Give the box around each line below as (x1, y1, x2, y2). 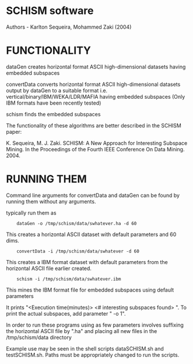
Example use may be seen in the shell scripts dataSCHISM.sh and (6, 345, 164, 352)
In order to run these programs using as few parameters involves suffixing (6, 321, 184, 328)
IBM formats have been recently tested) (6, 99, 101, 106)
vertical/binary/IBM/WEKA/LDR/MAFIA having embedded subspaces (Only (6, 93, 185, 100)
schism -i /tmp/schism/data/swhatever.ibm (16, 276, 121, 282)
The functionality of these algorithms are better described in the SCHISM (6, 122, 182, 129)
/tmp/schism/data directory (6, 334, 72, 341)
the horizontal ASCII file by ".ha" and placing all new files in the (6, 327, 157, 334)
